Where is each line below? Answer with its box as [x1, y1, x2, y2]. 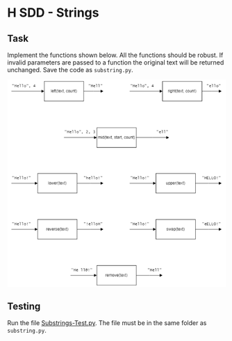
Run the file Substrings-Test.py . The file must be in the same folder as [7, 319, 207, 327]
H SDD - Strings [7, 5, 99, 21]
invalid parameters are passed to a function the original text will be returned [7, 58, 224, 67]
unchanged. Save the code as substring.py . [7, 66, 133, 74]
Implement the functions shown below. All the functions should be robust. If [7, 51, 224, 59]
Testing [7, 300, 41, 312]
